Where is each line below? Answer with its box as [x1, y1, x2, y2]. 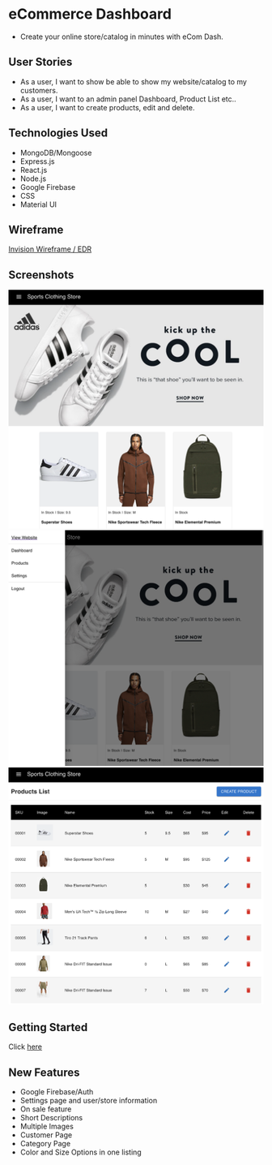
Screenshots [8, 268, 74, 282]
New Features [8, 1065, 80, 1079]
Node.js [19, 174, 47, 183]
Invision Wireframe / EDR [8, 244, 92, 254]
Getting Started [8, 1020, 88, 1034]
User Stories [8, 55, 73, 69]
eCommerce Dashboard [8, 5, 172, 24]
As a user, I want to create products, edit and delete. [19, 102, 195, 112]
